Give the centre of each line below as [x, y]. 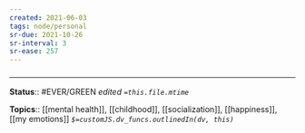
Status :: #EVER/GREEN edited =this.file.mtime [99, 92]
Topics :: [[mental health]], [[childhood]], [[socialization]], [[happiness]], [143, 109]
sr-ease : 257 [34, 52]
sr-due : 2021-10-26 [46, 34]
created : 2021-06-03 [49, 18]
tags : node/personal [49, 26]
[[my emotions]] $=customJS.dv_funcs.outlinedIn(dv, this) [122, 119]
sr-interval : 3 [38, 43]
